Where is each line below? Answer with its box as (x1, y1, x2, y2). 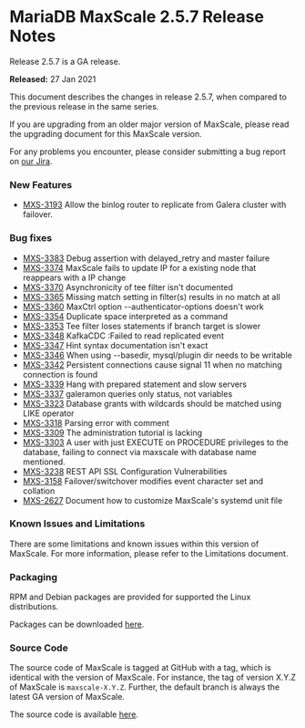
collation (22, 485, 56, 496)
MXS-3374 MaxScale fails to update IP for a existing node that (22, 262, 257, 273)
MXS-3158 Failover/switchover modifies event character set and (22, 475, 264, 486)
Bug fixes (9, 232, 53, 244)
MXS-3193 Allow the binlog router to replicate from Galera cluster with (22, 199, 287, 211)
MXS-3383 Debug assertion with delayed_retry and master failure (22, 253, 270, 264)
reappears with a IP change (22, 272, 127, 283)
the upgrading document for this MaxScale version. (9, 128, 202, 139)
